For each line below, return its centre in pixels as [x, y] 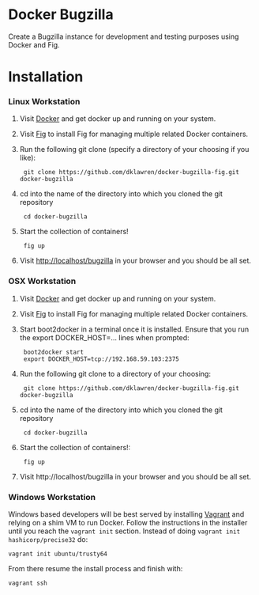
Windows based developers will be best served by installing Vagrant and [126, 514]
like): [28, 158]
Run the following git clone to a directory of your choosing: [115, 373]
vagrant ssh [28, 583]
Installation [46, 77]
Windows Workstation [52, 497]
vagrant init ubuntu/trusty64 [58, 554]
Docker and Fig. [34, 44]
